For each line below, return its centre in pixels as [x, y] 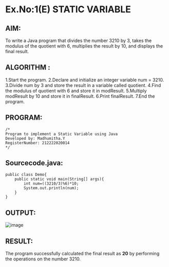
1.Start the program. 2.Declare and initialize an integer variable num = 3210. [85, 80]
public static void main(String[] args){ [59, 179]
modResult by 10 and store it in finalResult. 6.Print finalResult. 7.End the [80, 96]
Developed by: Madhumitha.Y [35, 138]
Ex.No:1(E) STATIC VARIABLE [68, 9]
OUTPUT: [20, 213]
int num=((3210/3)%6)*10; [51, 184]
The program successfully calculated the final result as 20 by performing [82, 254]
